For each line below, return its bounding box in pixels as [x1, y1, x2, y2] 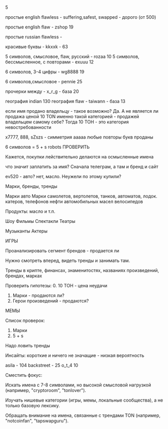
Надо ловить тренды [5, 343, 50, 348]
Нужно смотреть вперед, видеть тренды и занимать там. [5, 257, 130, 263]
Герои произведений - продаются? [12, 298, 89, 304]
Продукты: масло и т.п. [5, 208, 56, 214]
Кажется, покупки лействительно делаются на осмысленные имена [5, 154, 154, 159]
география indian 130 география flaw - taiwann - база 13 [5, 98, 126, 104]
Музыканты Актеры [5, 228, 48, 234]
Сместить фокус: [5, 372, 42, 378]
